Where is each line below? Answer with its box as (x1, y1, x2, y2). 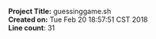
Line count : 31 (8, 23, 55, 32)
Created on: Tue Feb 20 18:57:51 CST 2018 (8, 15, 148, 24)
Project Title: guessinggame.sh (8, 7, 112, 16)
